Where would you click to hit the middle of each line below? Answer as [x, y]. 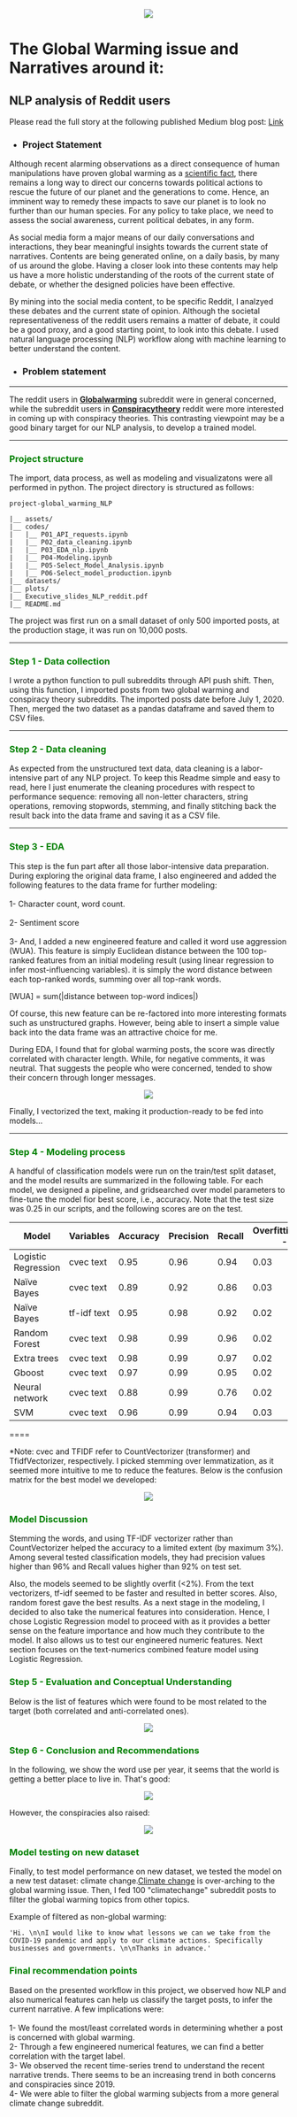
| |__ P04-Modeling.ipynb [61, 558]
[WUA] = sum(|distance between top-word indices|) [104, 996]
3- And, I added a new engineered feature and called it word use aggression [148, 941]
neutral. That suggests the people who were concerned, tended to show [141, 1068]
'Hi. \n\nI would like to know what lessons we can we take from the [140, 1933]
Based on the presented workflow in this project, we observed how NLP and [148, 1990]
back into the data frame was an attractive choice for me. [114, 1032]
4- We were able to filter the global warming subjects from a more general [144, 2093]
